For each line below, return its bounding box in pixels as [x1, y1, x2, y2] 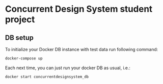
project [5, 14, 35, 25]
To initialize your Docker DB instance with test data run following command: [5, 47, 158, 52]
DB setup [5, 33, 34, 42]
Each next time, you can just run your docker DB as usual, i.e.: [5, 65, 131, 71]
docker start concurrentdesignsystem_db [5, 74, 89, 79]
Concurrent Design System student [5, 3, 153, 15]
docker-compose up [5, 56, 43, 61]
